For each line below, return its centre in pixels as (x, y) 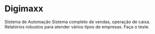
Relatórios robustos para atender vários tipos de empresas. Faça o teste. (77, 26)
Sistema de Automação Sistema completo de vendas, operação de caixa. (77, 22)
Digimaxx (24, 9)
